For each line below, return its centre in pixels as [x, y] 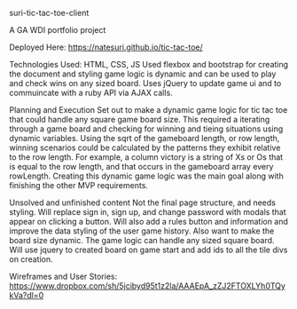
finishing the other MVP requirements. [79, 185]
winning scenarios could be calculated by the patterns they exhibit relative [145, 147]
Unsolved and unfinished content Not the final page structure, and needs [143, 202]
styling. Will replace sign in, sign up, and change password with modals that [148, 212]
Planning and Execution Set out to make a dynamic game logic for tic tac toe [148, 110]
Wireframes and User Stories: [63, 276]
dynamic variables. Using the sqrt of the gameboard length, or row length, [145, 138]
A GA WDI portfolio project [58, 30]
